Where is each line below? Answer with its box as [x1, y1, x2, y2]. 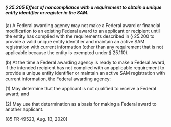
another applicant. [5, 106, 44, 112]
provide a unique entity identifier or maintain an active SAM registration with [5, 70, 165, 76]
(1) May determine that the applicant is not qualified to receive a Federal [5, 85, 157, 91]
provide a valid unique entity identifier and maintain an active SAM [5, 38, 145, 44]
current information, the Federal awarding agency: [5, 75, 111, 82]
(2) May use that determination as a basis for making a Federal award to [5, 100, 157, 107]
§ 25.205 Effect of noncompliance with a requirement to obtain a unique [5, 4, 162, 10]
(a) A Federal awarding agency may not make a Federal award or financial [5, 22, 161, 28]
